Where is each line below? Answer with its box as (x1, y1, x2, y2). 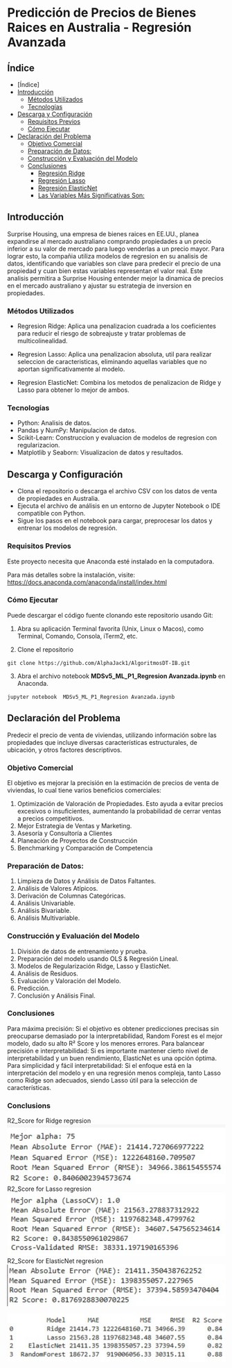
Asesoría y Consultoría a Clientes (17, 829, 113, 837)
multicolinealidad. (17, 337, 68, 345)
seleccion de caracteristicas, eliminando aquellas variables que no (17, 358, 207, 366)
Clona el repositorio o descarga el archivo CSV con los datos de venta (17, 487, 217, 495)
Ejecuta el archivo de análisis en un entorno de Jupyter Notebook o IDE (17, 502, 221, 510)
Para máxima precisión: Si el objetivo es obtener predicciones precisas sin (7, 1024, 220, 1032)
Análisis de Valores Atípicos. (17, 884, 98, 893)
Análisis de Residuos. (17, 969, 78, 978)
